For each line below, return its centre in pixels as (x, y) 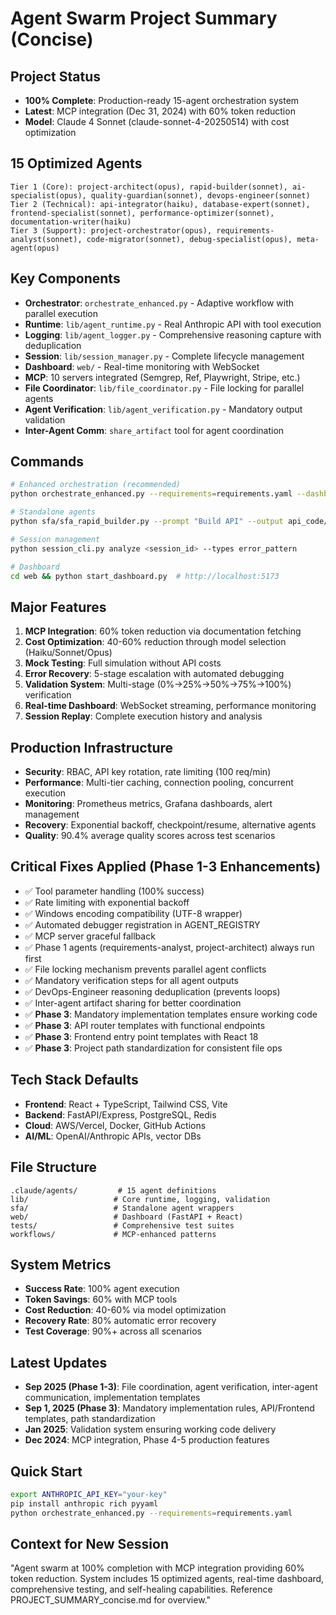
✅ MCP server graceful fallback (90, 936)
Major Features (58, 607)
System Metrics (61, 1264)
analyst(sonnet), (46, 239)
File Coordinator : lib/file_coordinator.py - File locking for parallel (164, 388)
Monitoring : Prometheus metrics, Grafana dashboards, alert (148, 804)
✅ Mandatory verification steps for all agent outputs (131, 980)
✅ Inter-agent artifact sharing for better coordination (133, 1003)
